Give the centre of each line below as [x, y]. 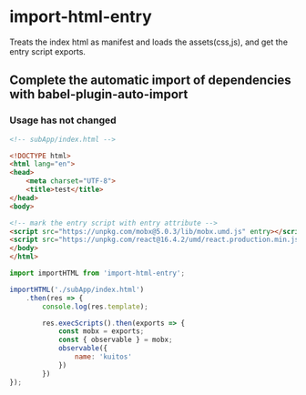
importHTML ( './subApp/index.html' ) [77, 289]
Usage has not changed [63, 120]
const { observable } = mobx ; [115, 340]
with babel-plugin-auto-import [99, 94]
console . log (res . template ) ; [95, 307]
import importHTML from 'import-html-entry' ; [97, 273]
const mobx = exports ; [101, 331]
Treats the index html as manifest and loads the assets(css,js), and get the [149, 42]
